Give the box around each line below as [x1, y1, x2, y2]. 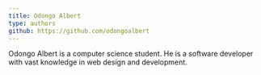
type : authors [8, 19, 57, 27]
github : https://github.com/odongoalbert [8, 27, 150, 35]
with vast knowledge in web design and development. [8, 57, 187, 67]
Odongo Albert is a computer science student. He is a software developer [8, 49, 254, 59]
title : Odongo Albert [8, 11, 82, 20]
